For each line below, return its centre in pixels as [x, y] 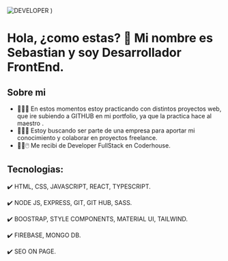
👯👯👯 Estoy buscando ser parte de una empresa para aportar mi [106, 130]
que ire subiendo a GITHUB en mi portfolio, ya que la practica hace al [114, 116]
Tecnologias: [35, 170]
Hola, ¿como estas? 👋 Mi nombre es [110, 38]
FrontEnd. [35, 67]
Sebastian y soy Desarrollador [95, 53]
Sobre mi [27, 92]
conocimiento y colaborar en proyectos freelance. [87, 138]
